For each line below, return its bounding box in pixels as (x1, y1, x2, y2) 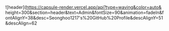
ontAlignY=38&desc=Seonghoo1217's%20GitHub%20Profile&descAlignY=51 (5, 15, 163, 20)
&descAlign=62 (5, 20, 37, 26)
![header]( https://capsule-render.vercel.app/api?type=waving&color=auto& (5, 4, 162, 10)
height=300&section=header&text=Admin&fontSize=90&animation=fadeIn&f (5, 9, 164, 15)
